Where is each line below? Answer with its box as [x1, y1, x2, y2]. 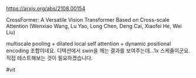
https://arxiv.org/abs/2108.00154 [6, 5, 85, 12]
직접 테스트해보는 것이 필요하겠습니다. [6, 55, 93, 61]
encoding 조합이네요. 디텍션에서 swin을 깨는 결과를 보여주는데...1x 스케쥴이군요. [6, 47, 190, 54]
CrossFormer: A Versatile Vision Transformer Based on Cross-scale [6, 16, 170, 23]
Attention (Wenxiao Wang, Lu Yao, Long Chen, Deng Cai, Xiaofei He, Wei [6, 23, 182, 29]
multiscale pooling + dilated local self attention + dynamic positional [6, 40, 171, 47]
